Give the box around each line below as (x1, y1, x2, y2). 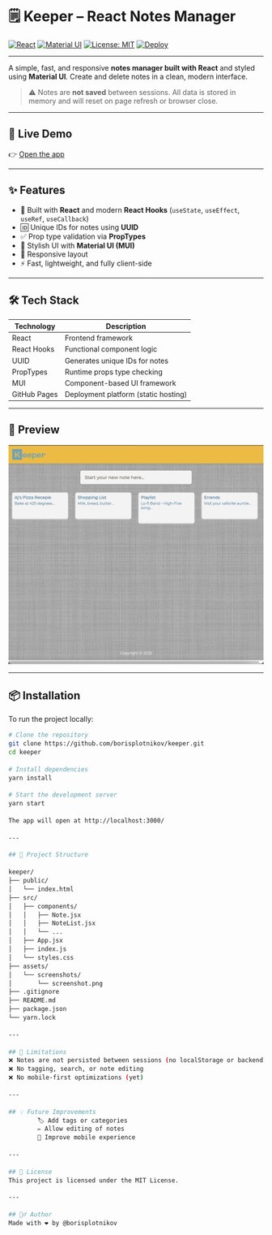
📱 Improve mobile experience (37, 1134, 136, 1142)
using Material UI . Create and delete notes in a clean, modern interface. (8, 71, 249, 81)
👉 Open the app (8, 149, 65, 159)
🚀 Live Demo (8, 127, 73, 141)
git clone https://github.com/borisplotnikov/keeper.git (8, 740, 205, 748)
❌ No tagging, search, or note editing (8, 1065, 144, 1073)
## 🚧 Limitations (8, 1047, 67, 1056)
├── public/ (8, 877, 49, 885)
